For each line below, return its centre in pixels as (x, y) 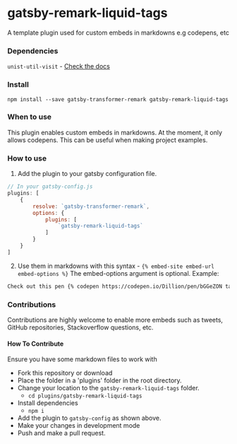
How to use (27, 158)
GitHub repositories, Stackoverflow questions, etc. (80, 327)
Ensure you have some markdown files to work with (82, 359)
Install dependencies (48, 403)
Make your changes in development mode (79, 426)
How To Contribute (36, 344)
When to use (29, 117)
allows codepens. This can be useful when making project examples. (108, 140)
